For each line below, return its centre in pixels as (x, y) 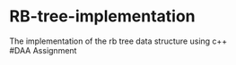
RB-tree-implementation (102, 16)
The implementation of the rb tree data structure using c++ (118, 41)
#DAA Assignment (43, 50)
